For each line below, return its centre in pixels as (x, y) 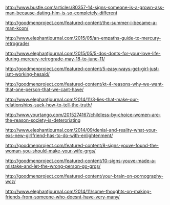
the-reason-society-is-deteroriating (43, 120)
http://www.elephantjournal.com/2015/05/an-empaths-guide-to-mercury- (83, 38)
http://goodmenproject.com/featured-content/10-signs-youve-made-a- (81, 161)
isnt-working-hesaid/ (27, 74)
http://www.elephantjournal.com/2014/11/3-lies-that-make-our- (72, 99)
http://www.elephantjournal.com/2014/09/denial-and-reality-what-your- (81, 130)
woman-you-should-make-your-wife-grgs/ (50, 151)
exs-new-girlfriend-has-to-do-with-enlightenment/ (59, 135)
